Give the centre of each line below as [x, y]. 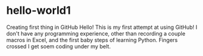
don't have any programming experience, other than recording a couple [96, 33]
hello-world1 [39, 11]
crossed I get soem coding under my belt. [59, 46]
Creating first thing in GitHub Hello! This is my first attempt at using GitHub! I [102, 27]
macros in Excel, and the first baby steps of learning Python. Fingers [92, 40]
